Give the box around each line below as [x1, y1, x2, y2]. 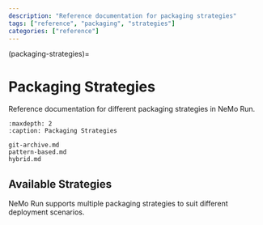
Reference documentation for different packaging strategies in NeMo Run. [8, 104, 256, 114]
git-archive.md [8, 141, 60, 150]
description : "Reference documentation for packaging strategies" [8, 11, 237, 20]
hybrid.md [8, 155, 42, 163]
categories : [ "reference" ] [8, 27, 100, 35]
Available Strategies [8, 177, 112, 191]
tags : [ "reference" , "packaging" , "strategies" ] [8, 19, 176, 28]
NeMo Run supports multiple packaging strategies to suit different [8, 199, 228, 209]
